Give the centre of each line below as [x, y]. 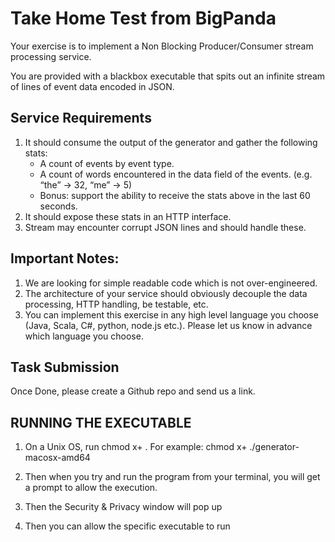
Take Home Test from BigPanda [143, 18]
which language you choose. [84, 336]
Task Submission [65, 367]
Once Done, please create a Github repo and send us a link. [133, 391]
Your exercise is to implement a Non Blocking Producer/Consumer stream [162, 46]
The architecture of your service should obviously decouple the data [166, 293]
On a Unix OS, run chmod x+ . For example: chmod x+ [136, 447]
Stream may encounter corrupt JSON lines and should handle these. [165, 227]
